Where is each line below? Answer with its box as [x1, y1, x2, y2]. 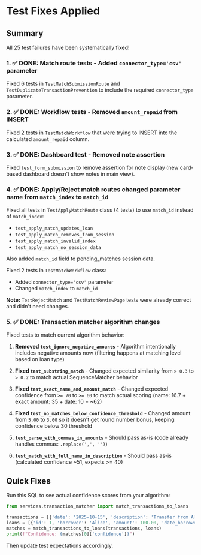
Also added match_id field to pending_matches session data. [6, 255, 156, 262]
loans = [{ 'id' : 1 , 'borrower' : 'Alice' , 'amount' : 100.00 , [6, 520, 160, 526]
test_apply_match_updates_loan [14, 226, 93, 232]
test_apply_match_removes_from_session [14, 232, 115, 238]
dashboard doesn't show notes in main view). [23, 170, 135, 178]
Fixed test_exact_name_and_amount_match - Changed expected [14, 385, 169, 392]
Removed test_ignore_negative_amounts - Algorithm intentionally [14, 343, 176, 350]
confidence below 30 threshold [14, 422, 93, 430]
